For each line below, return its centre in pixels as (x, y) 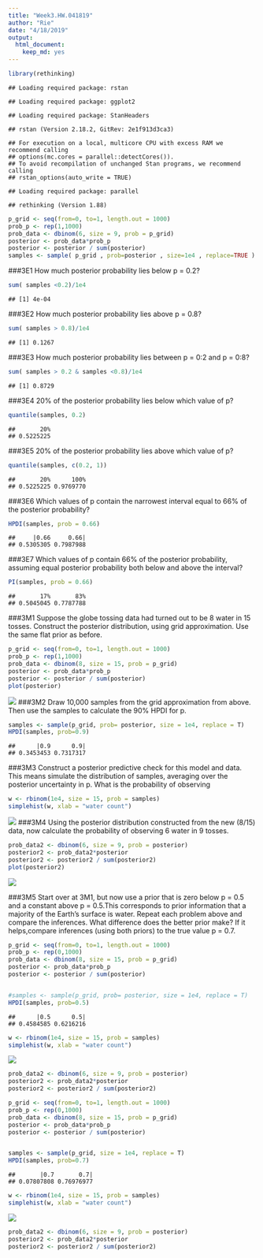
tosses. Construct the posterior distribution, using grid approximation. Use (129, 627)
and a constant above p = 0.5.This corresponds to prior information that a (127, 905)
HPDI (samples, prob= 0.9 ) (49, 732)
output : (21, 37)
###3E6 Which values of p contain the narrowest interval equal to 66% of (128, 501)
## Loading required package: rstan (68, 87)
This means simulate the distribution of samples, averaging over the (118, 776)
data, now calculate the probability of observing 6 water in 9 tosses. (119, 831)
